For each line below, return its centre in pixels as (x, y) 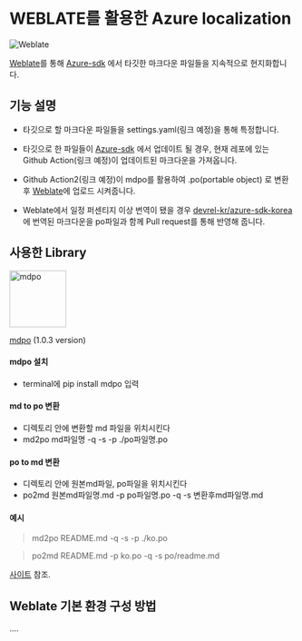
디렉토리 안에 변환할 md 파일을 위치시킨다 (96, 428)
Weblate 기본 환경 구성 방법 (83, 606)
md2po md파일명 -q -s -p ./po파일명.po (95, 439)
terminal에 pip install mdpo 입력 (81, 383)
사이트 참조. (30, 575)
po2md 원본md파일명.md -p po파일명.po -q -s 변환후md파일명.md (143, 495)
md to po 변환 (35, 406)
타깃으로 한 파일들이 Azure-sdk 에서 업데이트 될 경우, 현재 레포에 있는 (146, 148)
